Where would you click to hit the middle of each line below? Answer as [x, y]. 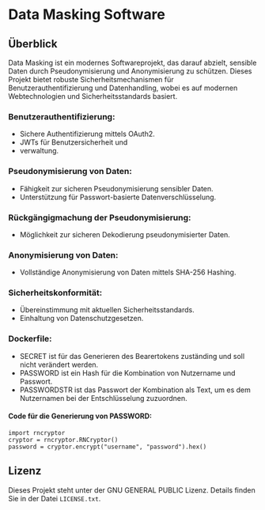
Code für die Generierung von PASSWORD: [80, 416]
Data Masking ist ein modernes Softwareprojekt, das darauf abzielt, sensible [132, 62]
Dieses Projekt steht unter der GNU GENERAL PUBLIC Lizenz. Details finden [132, 490]
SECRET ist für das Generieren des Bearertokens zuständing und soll [132, 356]
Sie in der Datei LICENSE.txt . [55, 498]
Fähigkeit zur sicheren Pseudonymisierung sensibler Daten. [116, 188]
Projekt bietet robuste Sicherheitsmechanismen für [91, 79]
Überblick [33, 44]
